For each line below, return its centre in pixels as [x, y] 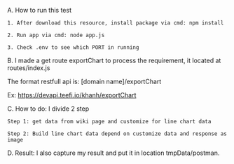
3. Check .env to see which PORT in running [73, 48]
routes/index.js [29, 68]
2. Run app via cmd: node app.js [56, 35]
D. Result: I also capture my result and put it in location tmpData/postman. [113, 153]
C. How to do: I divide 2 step [48, 109]
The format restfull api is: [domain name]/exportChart [84, 81]
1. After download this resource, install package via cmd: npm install [116, 23]
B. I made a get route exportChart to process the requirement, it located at [114, 60]
